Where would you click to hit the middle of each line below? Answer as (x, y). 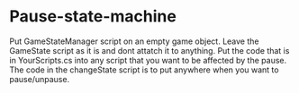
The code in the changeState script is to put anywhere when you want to (144, 70)
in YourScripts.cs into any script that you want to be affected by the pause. (148, 60)
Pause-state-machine (93, 17)
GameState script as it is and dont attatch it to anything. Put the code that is (149, 50)
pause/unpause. (40, 79)
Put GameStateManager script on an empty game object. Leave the (134, 41)
